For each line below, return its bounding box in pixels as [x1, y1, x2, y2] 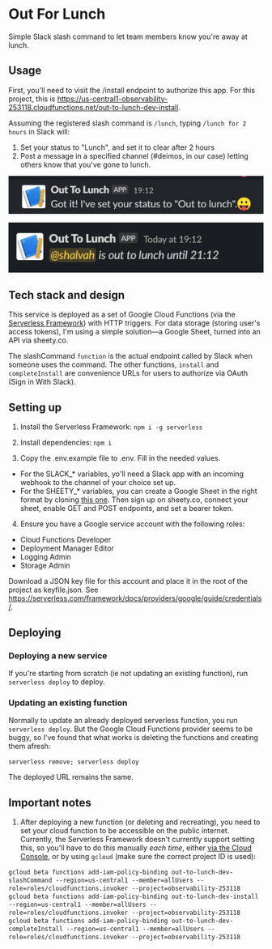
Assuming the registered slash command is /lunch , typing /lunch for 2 [8, 118, 247, 128]
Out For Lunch [8, 5, 106, 23]
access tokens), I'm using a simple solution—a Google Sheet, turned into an [8, 327, 261, 337]
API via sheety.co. [8, 335, 69, 345]
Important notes [8, 795, 91, 810]
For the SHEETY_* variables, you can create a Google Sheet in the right [19, 487, 257, 496]
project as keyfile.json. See [8, 585, 99, 595]
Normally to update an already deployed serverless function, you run [8, 716, 238, 726]
